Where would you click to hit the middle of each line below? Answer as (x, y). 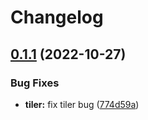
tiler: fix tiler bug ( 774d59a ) (82, 104)
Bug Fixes (35, 83)
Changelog (57, 17)
